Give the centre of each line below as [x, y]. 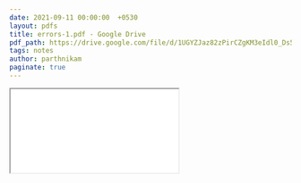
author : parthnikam [46, 59]
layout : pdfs [34, 26]
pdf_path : [28, 42]
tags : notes [31, 51]
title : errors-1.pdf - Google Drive [77, 34]
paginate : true [38, 68]
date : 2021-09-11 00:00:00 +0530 [74, 17]
